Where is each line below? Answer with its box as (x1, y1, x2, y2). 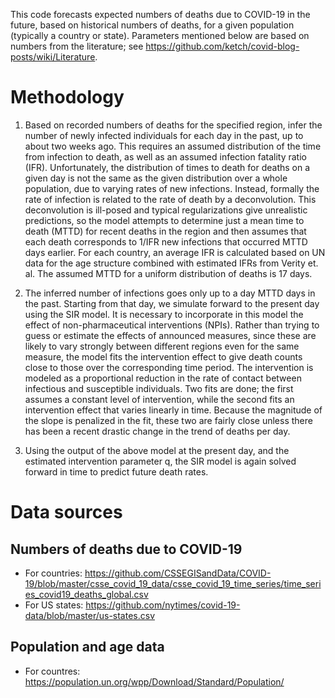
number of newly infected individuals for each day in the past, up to (24, 129, 304, 141)
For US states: (24, 599, 84, 611)
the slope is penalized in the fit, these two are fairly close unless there (24, 414, 313, 426)
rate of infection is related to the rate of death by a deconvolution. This (24, 193, 317, 205)
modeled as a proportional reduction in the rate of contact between (24, 372, 302, 384)
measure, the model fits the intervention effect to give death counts (24, 350, 303, 363)
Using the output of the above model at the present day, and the (24, 444, 290, 456)
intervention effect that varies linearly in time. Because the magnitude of (24, 404, 323, 416)
